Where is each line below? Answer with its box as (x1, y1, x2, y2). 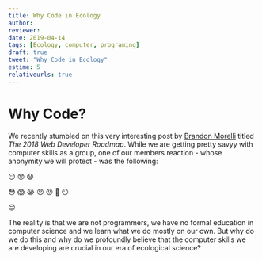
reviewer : (8, 26, 41, 34)
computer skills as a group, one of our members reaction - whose (8, 147, 222, 157)
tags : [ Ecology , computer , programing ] (8, 41, 140, 49)
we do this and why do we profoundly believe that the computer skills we (8, 235, 247, 244)
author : (8, 19, 34, 27)
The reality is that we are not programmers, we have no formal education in (8, 217, 254, 227)
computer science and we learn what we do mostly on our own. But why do (8, 226, 255, 235)
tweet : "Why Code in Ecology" (8, 56, 108, 64)
